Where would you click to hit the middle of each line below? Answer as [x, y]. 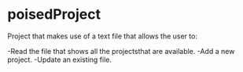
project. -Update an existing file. [59, 59]
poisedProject [54, 14]
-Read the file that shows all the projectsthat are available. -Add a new [121, 51]
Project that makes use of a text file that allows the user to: [103, 36]
